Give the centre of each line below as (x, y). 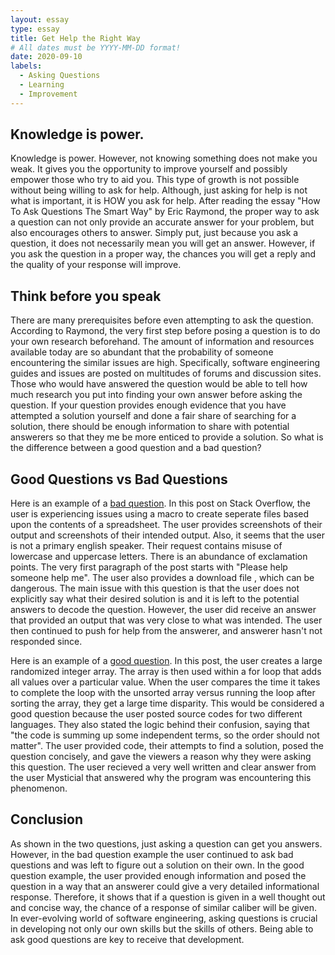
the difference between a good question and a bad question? (136, 448)
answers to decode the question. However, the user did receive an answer (163, 610)
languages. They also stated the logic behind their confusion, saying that (160, 725)
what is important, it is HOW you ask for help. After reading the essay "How (165, 201)
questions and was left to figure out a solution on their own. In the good (157, 865)
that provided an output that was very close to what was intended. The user (166, 620)
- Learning (42, 85)
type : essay (35, 29)
